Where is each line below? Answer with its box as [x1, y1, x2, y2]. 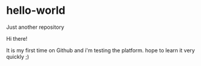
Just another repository [6, 23, 65, 31]
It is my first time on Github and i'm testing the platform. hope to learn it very [6, 46, 195, 54]
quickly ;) [6, 53, 29, 60]
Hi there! [6, 35, 28, 42]
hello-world [6, 4, 66, 17]
